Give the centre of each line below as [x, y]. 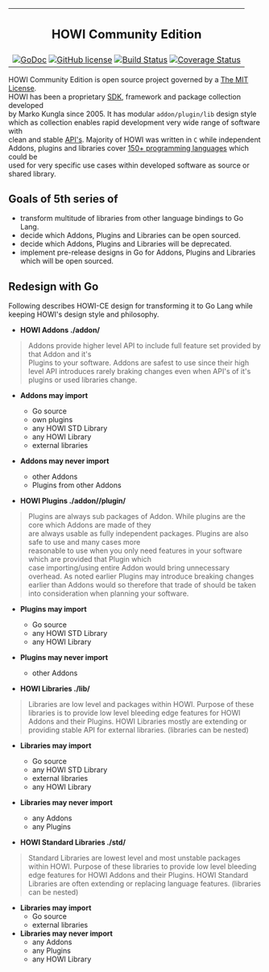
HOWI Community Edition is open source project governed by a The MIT [128, 79]
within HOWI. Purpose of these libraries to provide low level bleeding [142, 866]
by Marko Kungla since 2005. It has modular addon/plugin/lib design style [132, 114]
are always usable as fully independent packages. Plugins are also [138, 534]
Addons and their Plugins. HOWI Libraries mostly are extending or [137, 721]
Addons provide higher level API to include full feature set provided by [145, 346]
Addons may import [54, 396]
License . [23, 88]
